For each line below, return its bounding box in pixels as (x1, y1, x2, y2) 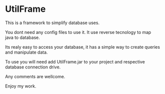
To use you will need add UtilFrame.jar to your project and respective (5, 59, 145, 64)
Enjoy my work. (5, 83, 36, 89)
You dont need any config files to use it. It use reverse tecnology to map (5, 29, 151, 35)
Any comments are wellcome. (5, 73, 66, 79)
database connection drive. (5, 64, 61, 70)
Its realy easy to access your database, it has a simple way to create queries (5, 44, 160, 50)
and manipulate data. (5, 49, 48, 55)
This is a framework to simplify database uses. (5, 20, 100, 26)
